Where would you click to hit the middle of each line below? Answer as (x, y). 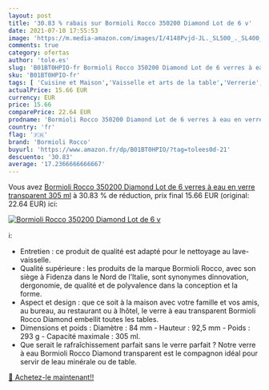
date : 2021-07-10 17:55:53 (53, 30)
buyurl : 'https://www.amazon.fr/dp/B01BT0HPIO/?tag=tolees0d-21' (119, 149)
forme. (31, 294)
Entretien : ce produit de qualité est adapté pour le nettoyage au (125, 252)
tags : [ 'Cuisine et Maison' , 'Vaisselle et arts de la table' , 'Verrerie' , (136, 82)
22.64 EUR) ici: (33, 204)
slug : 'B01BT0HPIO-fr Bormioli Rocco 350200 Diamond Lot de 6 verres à (130, 68)
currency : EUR (32, 97)
